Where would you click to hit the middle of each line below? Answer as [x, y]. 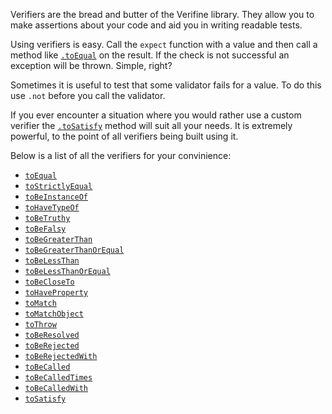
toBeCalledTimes [58, 378]
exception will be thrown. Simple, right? [91, 65]
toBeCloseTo [49, 282]
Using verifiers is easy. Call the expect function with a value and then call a [164, 44]
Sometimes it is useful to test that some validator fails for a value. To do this [166, 85]
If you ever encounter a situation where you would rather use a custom [156, 115]
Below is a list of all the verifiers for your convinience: [121, 155]
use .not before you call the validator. [88, 95]
